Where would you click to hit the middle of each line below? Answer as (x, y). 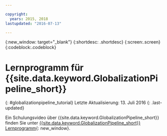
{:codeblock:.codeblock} (31, 47)
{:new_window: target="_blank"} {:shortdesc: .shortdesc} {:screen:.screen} (83, 42)
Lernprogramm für (44, 67)
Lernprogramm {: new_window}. (38, 128)
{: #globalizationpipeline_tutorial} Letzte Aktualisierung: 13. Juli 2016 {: (78, 102)
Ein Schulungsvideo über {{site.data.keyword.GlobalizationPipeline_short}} (82, 117)
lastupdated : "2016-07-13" (33, 23)
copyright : (17, 14)
